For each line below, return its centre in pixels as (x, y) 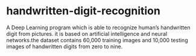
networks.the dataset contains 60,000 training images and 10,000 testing (97, 40)
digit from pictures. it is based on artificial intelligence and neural (87, 33)
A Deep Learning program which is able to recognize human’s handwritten (98, 27)
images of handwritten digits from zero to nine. (65, 46)
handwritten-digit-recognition (84, 11)
